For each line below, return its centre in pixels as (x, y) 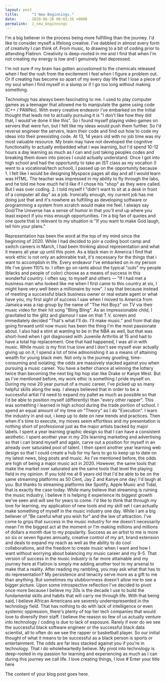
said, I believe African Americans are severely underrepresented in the (77, 601)
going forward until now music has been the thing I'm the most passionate (81, 326)
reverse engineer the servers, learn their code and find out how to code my (82, 131)
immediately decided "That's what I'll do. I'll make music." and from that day (83, 321)
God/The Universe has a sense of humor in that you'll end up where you (79, 211)
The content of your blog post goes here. (47, 674)
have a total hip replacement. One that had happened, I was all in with (76, 342)
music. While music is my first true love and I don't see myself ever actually (82, 347)
